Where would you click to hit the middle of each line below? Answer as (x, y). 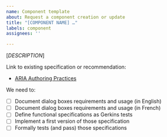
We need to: (21, 90)
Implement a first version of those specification (72, 121)
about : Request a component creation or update (66, 17)
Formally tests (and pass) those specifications (71, 128)
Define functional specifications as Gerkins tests (73, 115)
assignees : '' (24, 34)
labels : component (29, 28)
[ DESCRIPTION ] (25, 56)
